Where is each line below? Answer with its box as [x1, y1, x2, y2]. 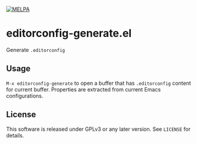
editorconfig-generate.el [6, 27, 132, 40]
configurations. [6, 92, 43, 99]
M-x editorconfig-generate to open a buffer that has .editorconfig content [6, 79, 192, 87]
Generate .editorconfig [6, 46, 65, 53]
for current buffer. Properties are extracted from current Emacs [6, 85, 161, 93]
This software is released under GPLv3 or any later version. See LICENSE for [6, 125, 191, 133]
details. [6, 131, 24, 139]
